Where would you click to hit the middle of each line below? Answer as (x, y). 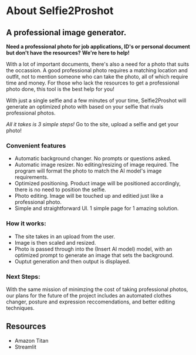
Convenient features (36, 146)
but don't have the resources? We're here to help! (68, 53)
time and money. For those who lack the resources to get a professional (93, 83)
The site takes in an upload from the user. (65, 236)
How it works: (26, 224)
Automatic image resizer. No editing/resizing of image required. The (97, 165)
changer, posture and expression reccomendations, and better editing (90, 302)
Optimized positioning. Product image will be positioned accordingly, (97, 184)
